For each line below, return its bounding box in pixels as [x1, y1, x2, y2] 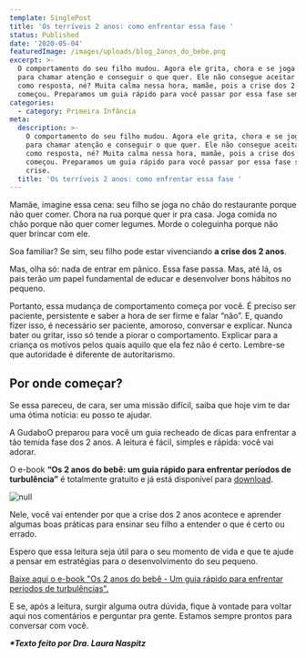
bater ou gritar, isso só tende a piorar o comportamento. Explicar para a [9, 330, 279, 341]
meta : [9, 115, 30, 124]
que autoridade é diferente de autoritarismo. [9, 349, 176, 360]
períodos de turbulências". [9, 583, 109, 594]
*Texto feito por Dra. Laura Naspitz [9, 638, 147, 649]
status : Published [9, 30, 79, 39]
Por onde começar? [9, 375, 123, 391]
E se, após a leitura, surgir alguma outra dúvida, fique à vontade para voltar [9, 601, 292, 612]
